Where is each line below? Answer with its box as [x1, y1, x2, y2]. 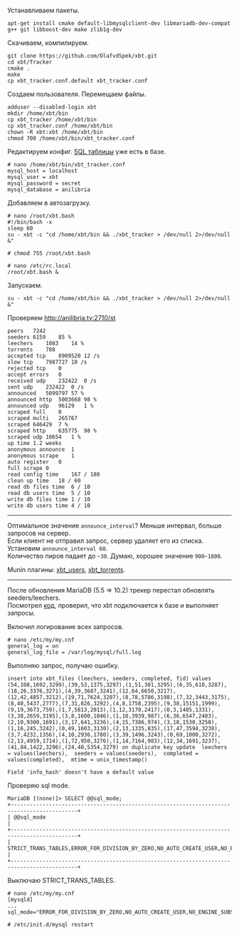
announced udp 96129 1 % [7, 402, 94, 409]
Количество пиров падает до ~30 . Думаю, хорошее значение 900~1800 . [7, 552, 223, 560]
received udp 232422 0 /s [7, 377, 97, 384]
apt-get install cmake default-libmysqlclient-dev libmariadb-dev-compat [7, 20, 231, 27]
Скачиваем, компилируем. [7, 39, 89, 47]
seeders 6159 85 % [7, 334, 72, 341]
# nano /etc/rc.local [7, 262, 72, 270]
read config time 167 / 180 [7, 471, 100, 478]
